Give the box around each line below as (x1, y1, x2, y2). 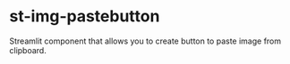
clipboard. (9, 44, 47, 55)
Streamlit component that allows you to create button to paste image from (9, 36, 282, 46)
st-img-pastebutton (9, 6, 160, 27)
